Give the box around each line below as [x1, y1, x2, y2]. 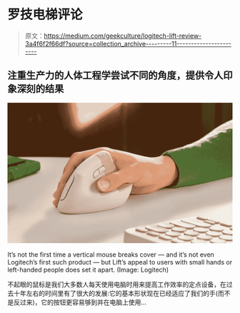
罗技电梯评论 [7, 6, 84, 23]
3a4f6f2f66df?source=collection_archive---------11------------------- [24, 39, 232, 48]
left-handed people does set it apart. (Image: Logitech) [7, 265, 169, 274]
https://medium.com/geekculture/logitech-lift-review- [44, 31, 202, 40]
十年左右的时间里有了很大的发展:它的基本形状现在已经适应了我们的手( [13, 289, 219, 297]
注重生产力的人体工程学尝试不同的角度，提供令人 [7, 69, 224, 82]
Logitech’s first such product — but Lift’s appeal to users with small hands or [7, 257, 233, 266]
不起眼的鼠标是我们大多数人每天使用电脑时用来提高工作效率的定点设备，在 [7, 279, 226, 289]
